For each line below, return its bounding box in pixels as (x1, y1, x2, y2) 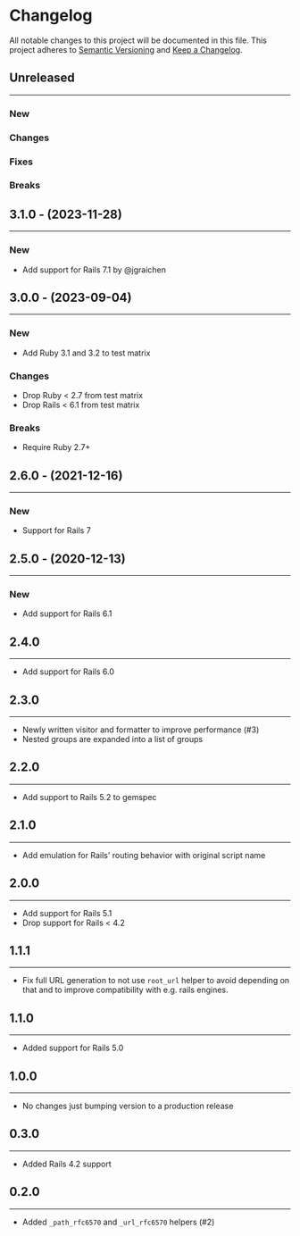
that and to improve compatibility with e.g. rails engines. (21, 984, 229, 996)
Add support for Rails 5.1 (21, 907, 112, 918)
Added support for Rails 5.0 (21, 1042, 124, 1054)
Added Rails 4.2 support (21, 1158, 112, 1169)
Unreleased (9, 71, 76, 86)
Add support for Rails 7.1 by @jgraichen (21, 264, 167, 275)
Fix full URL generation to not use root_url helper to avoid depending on (21, 975, 290, 986)
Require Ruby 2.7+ (21, 442, 91, 453)
